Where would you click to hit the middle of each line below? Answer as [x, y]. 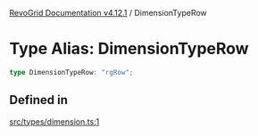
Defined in [39, 100]
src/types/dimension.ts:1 [54, 121]
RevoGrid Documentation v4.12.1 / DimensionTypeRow [108, 13]
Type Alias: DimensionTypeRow [129, 49]
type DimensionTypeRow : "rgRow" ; [71, 72]
